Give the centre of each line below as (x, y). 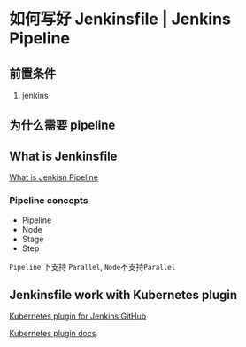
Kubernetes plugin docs (53, 334)
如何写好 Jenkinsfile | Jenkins (120, 19)
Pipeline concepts (49, 201)
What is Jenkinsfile (63, 156)
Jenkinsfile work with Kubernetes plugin (123, 295)
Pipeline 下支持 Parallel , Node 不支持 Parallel (92, 266)
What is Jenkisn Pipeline (54, 177)
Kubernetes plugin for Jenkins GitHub (78, 316)
